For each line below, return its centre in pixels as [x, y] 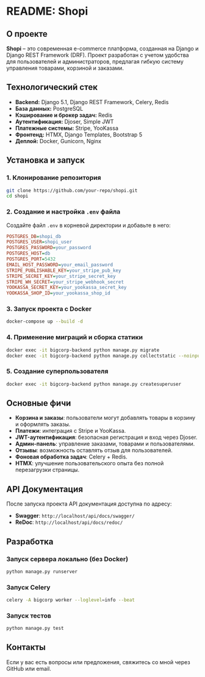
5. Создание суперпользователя [57, 372]
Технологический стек [52, 87]
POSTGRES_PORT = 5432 [31, 259]
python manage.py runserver [42, 571]
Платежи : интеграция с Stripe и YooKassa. [70, 431]
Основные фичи [39, 403]
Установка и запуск [46, 160]
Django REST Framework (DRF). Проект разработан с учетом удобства [98, 55]
